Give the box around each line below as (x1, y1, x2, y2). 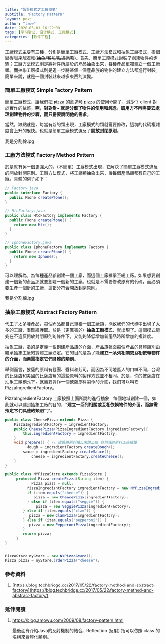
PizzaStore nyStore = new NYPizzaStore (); (5, 554, 93, 558)
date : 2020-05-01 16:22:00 (5, 26, 60, 30)
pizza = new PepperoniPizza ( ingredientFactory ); (29, 522, 131, 527)
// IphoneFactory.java (5, 240, 52, 245)
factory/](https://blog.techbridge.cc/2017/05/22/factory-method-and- (12, 587, 154, 593)
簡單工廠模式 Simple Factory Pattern (5, 87, 92, 93)
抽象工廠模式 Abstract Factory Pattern (5, 309, 97, 316)
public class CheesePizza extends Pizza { (5, 417, 93, 422)
